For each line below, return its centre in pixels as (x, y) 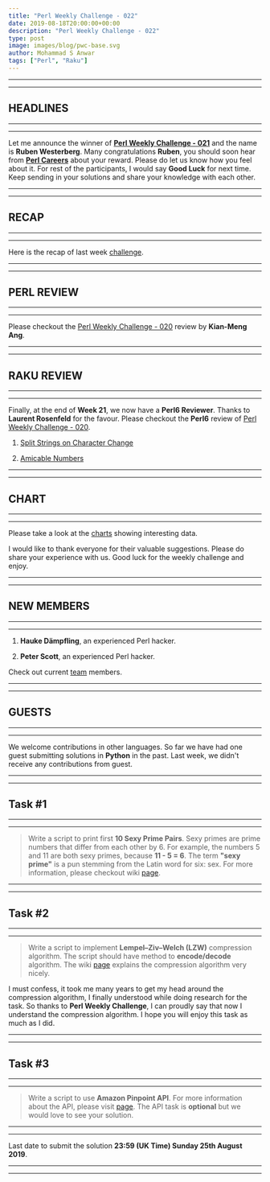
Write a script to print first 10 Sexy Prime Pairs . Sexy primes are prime (144, 838)
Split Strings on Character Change (77, 443)
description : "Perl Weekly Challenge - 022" (84, 31)
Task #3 (29, 1063)
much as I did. (32, 1023)
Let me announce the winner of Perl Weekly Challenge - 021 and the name (133, 142)
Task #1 (28, 804)
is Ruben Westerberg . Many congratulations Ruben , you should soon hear (132, 151)
